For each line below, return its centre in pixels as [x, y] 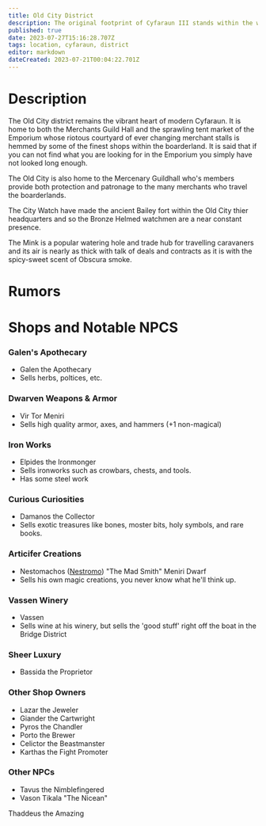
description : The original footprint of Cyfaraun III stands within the [131, 23]
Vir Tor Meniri [42, 416]
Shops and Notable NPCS [93, 327]
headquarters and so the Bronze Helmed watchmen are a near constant [125, 219]
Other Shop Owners [47, 692]
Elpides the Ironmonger [58, 462]
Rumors [34, 291]
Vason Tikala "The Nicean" [64, 797]
